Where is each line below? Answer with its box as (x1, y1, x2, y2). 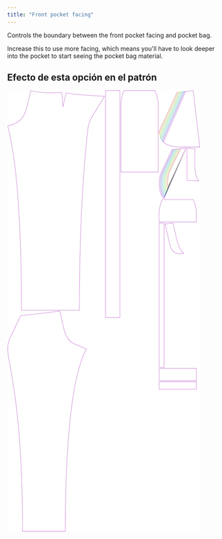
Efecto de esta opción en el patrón (7, 72, 157, 84)
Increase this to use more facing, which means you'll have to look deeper (7, 44, 215, 52)
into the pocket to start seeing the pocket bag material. (7, 52, 163, 60)
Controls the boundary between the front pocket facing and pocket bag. (7, 31, 212, 39)
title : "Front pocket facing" (7, 11, 94, 18)
